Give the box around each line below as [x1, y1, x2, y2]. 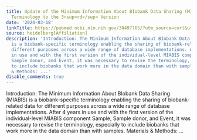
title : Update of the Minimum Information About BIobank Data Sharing [6, 8, 182, 15]
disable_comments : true [6, 74, 64, 80]
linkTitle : [6, 25, 33, 31]
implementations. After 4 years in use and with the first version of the [6, 109, 174, 116]
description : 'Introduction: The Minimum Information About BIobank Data [6, 36, 191, 42]
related [6, 103, 23, 110]
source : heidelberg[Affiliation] [6, 30, 88, 36]
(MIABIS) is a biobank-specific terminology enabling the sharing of [6, 96, 167, 103]
